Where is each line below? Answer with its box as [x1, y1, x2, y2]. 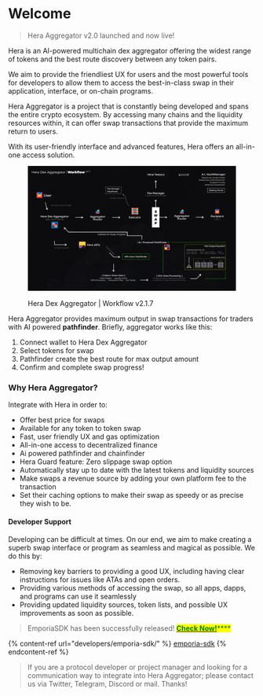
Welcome [8, 5, 71, 23]
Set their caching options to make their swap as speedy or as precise [19, 491, 244, 500]
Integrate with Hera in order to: [8, 400, 108, 410]
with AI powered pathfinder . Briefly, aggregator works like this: [8, 322, 213, 332]
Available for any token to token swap [19, 424, 141, 433]
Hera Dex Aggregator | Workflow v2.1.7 [27, 299, 154, 308]
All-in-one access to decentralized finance [19, 440, 159, 450]
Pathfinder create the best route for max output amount [19, 355, 199, 364]
